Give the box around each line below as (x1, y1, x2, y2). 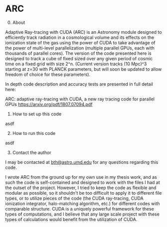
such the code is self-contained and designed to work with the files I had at (5, 179, 161, 185)
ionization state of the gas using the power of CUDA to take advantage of (5, 39, 156, 45)
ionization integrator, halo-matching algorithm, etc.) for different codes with (5, 200, 161, 207)
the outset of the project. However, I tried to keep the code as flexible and (5, 185, 157, 191)
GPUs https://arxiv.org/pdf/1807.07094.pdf (5, 101, 93, 107)
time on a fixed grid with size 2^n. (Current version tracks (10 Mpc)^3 (5, 61, 147, 67)
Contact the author (12, 149, 51, 155)
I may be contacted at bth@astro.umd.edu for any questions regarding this (5, 159, 159, 165)
